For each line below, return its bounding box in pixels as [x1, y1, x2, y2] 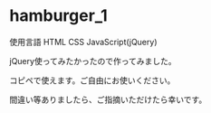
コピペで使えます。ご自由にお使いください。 [9, 74, 176, 86]
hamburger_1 [9, 5, 109, 26]
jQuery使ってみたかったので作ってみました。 [9, 55, 177, 66]
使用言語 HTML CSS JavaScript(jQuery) [9, 36, 158, 47]
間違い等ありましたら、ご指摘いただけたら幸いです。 [9, 94, 207, 105]
